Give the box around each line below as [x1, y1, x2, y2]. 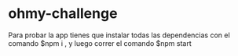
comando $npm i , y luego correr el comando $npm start [8, 38, 192, 47]
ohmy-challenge [8, 5, 118, 23]
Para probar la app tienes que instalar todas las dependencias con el [8, 30, 230, 40]
